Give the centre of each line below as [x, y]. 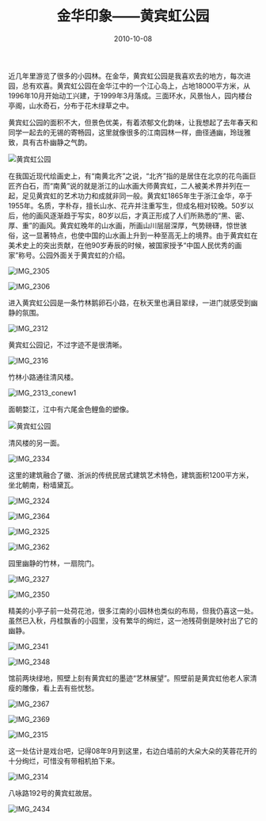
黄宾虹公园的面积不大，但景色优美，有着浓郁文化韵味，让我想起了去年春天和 [133, 122]
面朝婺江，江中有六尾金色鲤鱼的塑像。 [70, 409]
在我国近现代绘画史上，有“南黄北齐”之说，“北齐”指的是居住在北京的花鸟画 [129, 176]
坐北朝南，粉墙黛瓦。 [43, 485]
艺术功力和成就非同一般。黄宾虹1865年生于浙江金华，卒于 [158, 196]
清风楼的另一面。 [36, 443]
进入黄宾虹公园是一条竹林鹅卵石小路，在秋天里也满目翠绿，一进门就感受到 [129, 303]
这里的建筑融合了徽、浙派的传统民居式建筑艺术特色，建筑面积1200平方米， [131, 475]
